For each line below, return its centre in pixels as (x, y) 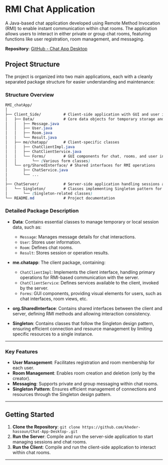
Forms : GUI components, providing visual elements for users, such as (91, 293)
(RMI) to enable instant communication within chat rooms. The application (81, 28)
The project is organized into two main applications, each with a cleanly (79, 76)
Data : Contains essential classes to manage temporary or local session (85, 221)
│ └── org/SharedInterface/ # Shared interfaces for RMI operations (80, 165)
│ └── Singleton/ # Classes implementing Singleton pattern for (84, 188)
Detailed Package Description (42, 211)
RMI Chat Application (50, 9)
